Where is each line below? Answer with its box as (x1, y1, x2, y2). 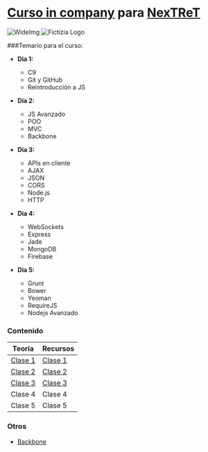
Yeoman (27, 294, 51, 302)
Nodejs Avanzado (27, 308, 78, 317)
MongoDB (27, 244, 57, 253)
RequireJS (27, 301, 58, 310)
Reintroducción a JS (27, 83, 85, 91)
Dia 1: (17, 54, 33, 63)
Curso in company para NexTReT (7, 5, 201, 21)
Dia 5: (17, 265, 35, 274)
